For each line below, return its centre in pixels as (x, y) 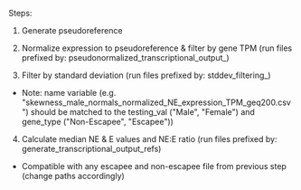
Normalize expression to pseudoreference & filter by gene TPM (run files (157, 48)
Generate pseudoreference (72, 30)
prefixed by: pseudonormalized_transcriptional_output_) (125, 57)
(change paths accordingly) (73, 176)
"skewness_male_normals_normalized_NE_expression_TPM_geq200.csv (156, 102)
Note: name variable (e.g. (69, 93)
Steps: (20, 13)
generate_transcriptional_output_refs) (91, 149)
